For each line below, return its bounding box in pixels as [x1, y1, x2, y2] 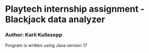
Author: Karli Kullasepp [5, 31, 63, 38]
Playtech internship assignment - [5, 3, 145, 15]
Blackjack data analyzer [5, 14, 105, 25]
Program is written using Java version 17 [5, 43, 87, 49]
